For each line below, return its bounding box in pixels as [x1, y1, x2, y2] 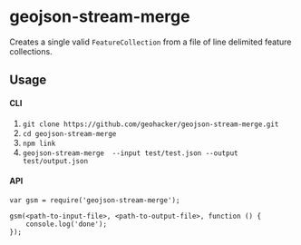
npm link [22, 139, 56, 148]
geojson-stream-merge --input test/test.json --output [22, 148, 238, 158]
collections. [9, 45, 53, 56]
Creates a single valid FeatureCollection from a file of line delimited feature [9, 36, 292, 47]
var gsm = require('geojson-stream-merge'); [9, 195, 180, 205]
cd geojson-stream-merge [22, 129, 117, 138]
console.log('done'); [25, 220, 107, 229]
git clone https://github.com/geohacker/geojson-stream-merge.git [22, 120, 279, 129]
